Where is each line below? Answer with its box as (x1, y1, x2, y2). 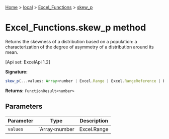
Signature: (5, 68, 28, 75)
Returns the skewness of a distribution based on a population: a (5, 38, 137, 44)
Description (79, 117, 109, 124)
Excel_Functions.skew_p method (5, 22, 146, 33)
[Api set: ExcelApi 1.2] (5, 59, 50, 65)
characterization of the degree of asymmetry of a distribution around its (5, 44, 154, 50)
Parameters (5, 102, 43, 111)
